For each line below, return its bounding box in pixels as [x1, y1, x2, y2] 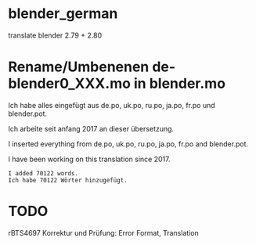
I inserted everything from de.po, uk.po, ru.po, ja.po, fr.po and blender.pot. [8, 139, 249, 149]
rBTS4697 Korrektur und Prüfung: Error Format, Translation [8, 228, 200, 237]
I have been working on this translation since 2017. [8, 154, 171, 164]
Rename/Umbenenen [8, 58, 150, 76]
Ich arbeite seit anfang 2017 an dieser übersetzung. [8, 124, 175, 133]
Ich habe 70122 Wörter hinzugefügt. [8, 176, 128, 184]
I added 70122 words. [8, 169, 79, 177]
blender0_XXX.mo [8, 75, 132, 92]
